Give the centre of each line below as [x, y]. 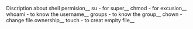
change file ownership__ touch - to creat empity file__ [70, 20]
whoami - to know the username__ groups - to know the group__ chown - [94, 14]
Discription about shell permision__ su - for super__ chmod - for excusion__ [96, 8]
